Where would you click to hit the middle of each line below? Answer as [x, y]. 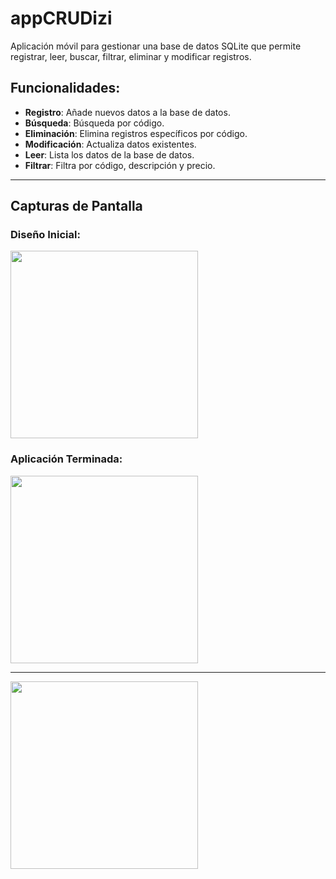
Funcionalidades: [65, 88]
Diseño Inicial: [45, 235]
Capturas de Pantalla [76, 206]
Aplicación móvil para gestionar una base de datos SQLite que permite [156, 46]
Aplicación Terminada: [66, 459]
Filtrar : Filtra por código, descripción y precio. [120, 165]
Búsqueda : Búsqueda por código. [94, 123]
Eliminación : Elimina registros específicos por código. [136, 133]
